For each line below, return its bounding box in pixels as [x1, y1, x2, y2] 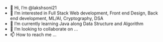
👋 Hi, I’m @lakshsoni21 [10, 5, 57, 10]
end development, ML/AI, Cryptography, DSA [10, 15, 104, 21]
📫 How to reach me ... [10, 31, 57, 37]
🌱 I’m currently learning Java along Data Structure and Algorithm [10, 20, 144, 26]
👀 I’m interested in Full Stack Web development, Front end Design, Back [10, 10, 158, 16]
